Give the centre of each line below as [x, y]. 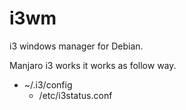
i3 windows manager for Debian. [76, 46]
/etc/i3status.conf [75, 95]
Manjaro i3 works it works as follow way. [93, 65]
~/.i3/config [48, 84]
